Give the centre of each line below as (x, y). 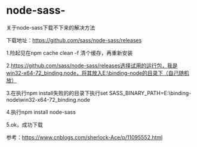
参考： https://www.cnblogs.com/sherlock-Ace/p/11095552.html (84, 137)
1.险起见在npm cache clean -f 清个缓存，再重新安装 (70, 53)
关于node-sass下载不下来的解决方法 (51, 27)
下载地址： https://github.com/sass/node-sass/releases (74, 40)
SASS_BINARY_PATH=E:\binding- (150, 93)
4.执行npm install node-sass (41, 112)
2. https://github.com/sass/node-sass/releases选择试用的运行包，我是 (92, 65)
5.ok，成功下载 (25, 124)
